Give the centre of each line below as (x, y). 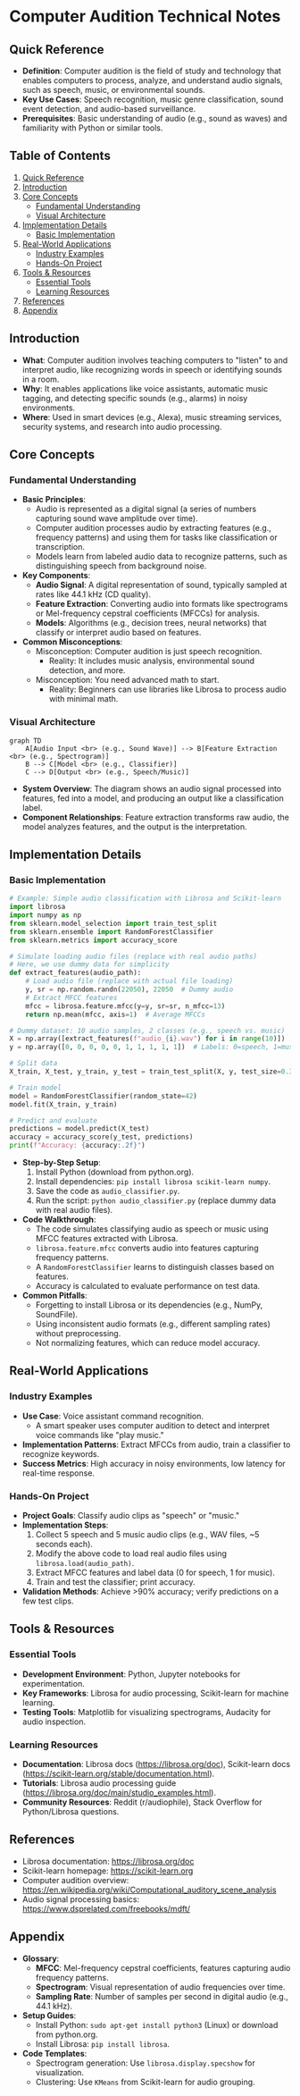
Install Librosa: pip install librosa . (102, 2043)
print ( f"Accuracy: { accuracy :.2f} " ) (77, 1146)
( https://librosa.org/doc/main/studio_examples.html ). (119, 1793)
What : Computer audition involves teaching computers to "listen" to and (155, 360)
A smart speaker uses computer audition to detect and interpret (153, 1425)
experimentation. (53, 1683)
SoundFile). (57, 1315)
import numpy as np (46, 915)
